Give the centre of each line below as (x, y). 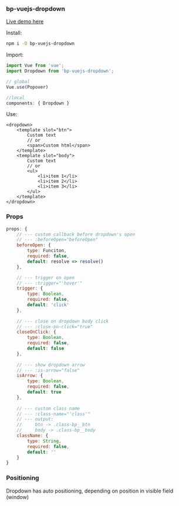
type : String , (44, 441)
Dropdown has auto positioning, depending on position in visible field (90, 491)
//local (16, 98)
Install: (14, 33)
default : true (44, 392)
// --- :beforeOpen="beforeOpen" (58, 240)
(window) (18, 497)
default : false (46, 349)
